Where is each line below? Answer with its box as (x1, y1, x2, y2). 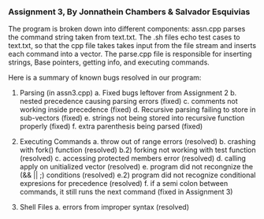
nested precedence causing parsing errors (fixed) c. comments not (19, 97, 238, 106)
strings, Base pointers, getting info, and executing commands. (8, 58, 210, 67)
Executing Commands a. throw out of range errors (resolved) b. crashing (19, 137, 256, 147)
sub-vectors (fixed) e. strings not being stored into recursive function (19, 113, 245, 123)
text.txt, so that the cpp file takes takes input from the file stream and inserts (8, 41, 257, 50)
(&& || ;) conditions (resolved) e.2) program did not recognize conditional (19, 170, 256, 180)
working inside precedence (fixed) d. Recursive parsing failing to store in (19, 105, 256, 114)
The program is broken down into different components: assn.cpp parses (8, 24, 246, 34)
